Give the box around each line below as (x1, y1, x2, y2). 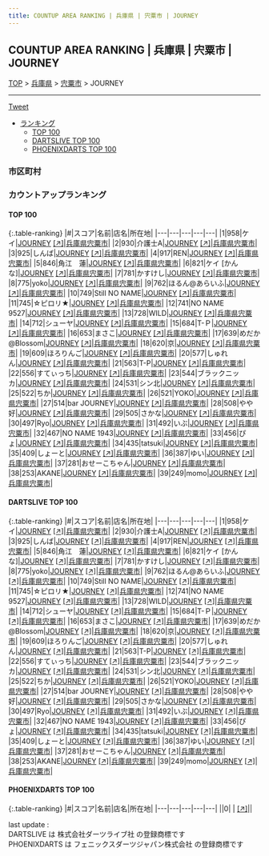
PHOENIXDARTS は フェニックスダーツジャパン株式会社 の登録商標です (8, 839, 244, 849)
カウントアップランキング (8, 190, 106, 201)
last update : (8, 819, 50, 829)
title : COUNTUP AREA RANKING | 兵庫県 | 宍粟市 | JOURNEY (8, 11, 199, 20)
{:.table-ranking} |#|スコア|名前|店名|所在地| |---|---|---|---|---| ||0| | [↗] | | (8, 803, 253, 813)
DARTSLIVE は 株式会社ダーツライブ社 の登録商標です (8, 829, 186, 838)
